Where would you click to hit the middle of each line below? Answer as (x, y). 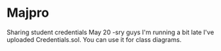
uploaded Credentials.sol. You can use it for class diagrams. (94, 39)
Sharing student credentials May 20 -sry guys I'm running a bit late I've (110, 32)
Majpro (28, 13)
